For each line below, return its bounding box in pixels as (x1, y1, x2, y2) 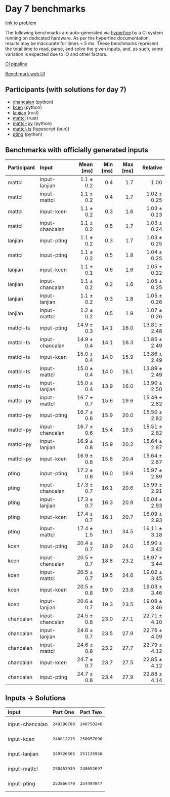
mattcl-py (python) (12, 120, 52, 127)
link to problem (5, 20, 36, 26)
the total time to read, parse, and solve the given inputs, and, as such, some (5, 46, 163, 52)
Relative (142, 164, 162, 171)
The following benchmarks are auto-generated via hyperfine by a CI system (5, 29, 163, 35)
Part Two (80, 709, 102, 716)
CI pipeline (5, 61, 28, 67)
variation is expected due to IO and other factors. (5, 51, 108, 57)
